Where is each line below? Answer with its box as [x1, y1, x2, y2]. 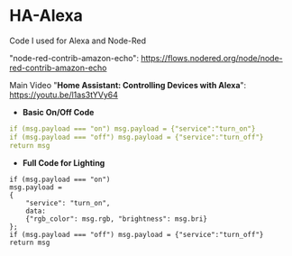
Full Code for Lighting [22, 157, 105, 168]
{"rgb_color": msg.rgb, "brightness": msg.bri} [25, 214, 207, 224]
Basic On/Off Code [22, 106, 95, 117]
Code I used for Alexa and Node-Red [9, 35, 147, 46]
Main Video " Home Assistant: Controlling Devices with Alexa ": [9, 79, 247, 90]
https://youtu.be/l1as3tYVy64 [9, 89, 119, 100]
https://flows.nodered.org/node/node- [141, 52, 284, 63]
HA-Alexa [9, 5, 84, 26]
